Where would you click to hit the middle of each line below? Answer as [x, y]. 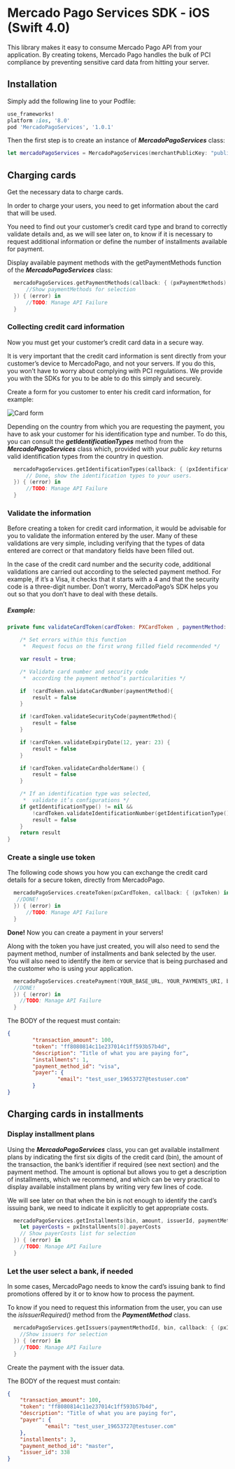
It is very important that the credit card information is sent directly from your [117, 356]
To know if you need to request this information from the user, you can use [115, 1308]
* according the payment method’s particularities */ [105, 678]
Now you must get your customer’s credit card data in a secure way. [106, 342]
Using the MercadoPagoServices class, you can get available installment [113, 1149]
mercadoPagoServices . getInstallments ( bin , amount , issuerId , [105, 1221]
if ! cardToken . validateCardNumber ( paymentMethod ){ [97, 691]
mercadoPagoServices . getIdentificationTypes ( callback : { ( [101, 469]
